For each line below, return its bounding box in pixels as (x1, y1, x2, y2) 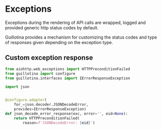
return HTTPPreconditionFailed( (14, 116, 80, 121)
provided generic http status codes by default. (5, 24, 99, 30)
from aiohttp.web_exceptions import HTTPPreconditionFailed (5, 66, 131, 71)
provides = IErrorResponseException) (14, 107, 87, 111)
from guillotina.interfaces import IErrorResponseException (5, 76, 131, 81)
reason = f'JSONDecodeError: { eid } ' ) (23, 120, 95, 125)
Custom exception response (5, 54, 93, 62)
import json (5, 85, 29, 89)
